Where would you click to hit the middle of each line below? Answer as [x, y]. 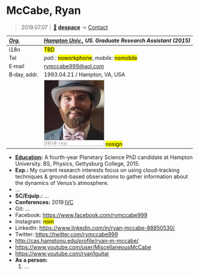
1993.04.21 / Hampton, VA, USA [84, 75]
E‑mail [17, 66]
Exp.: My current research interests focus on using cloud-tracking [97, 170]
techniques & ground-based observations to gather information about [101, 176]
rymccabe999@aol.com [74, 66]
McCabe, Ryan [44, 11]
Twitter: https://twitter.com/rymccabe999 [67, 235]
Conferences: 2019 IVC [44, 202]
